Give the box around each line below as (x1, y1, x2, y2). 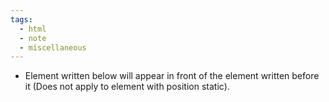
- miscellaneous (19, 42, 87, 53)
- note (19, 33, 47, 43)
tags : (10, 14, 33, 25)
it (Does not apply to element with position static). (24, 81, 230, 93)
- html (19, 24, 47, 34)
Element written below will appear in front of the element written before (24, 70, 320, 82)
